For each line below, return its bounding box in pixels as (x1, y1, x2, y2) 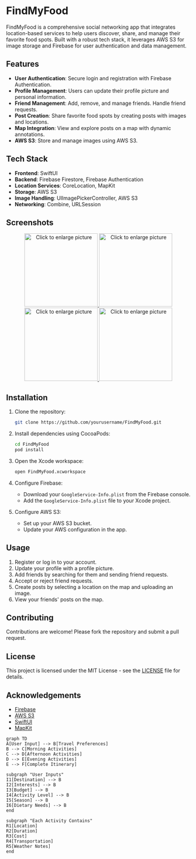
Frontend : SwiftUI (14, 169, 58, 176)
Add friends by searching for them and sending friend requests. (14, 571, 169, 578)
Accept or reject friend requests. (14, 577, 94, 584)
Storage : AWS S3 (14, 188, 57, 195)
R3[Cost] (6, 833, 27, 839)
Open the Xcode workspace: (14, 457, 84, 464)
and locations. (14, 118, 49, 125)
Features (6, 59, 39, 69)
